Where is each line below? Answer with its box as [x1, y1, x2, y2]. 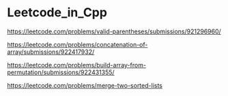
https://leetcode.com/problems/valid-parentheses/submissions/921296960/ [7, 27, 222, 35]
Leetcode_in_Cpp [7, 5, 108, 20]
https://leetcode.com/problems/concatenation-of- [7, 40, 148, 48]
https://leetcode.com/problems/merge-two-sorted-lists [7, 81, 162, 89]
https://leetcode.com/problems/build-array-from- [7, 61, 147, 69]
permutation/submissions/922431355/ [7, 68, 115, 76]
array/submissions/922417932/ [7, 48, 95, 56]
